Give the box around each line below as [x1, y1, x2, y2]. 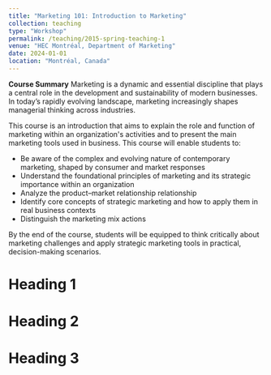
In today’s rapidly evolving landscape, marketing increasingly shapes [8, 96, 239, 106]
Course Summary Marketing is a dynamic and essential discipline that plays [8, 79, 264, 89]
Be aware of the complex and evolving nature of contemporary [19, 153, 230, 163]
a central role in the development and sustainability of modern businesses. [8, 87, 258, 97]
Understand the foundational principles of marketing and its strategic [19, 171, 252, 181]
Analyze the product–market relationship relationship [19, 188, 197, 198]
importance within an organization [19, 179, 135, 189]
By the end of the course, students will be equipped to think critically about [8, 229, 260, 239]
